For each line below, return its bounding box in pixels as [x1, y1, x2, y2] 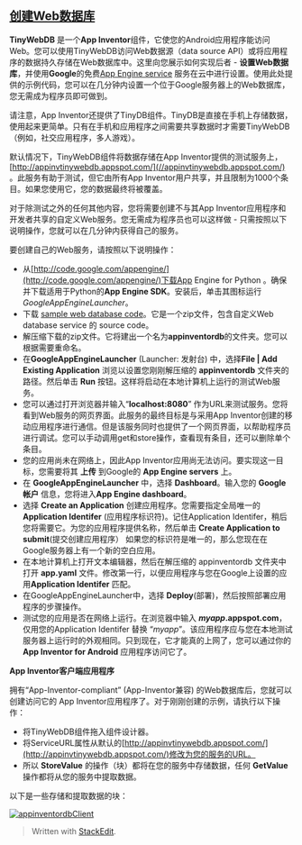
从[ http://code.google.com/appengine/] [22, 263, 169, 274]
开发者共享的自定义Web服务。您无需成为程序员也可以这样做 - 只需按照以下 [9, 214, 288, 224]
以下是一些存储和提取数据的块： [9, 790, 128, 801]
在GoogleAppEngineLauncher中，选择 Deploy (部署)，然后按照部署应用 [22, 589, 287, 601]
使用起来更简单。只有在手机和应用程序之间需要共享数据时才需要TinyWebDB [9, 121, 290, 132]
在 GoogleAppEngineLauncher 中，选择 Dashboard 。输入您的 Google [22, 477, 287, 488]
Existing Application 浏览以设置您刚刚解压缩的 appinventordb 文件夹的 [22, 364, 289, 376]
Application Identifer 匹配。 [30, 578, 136, 589]
